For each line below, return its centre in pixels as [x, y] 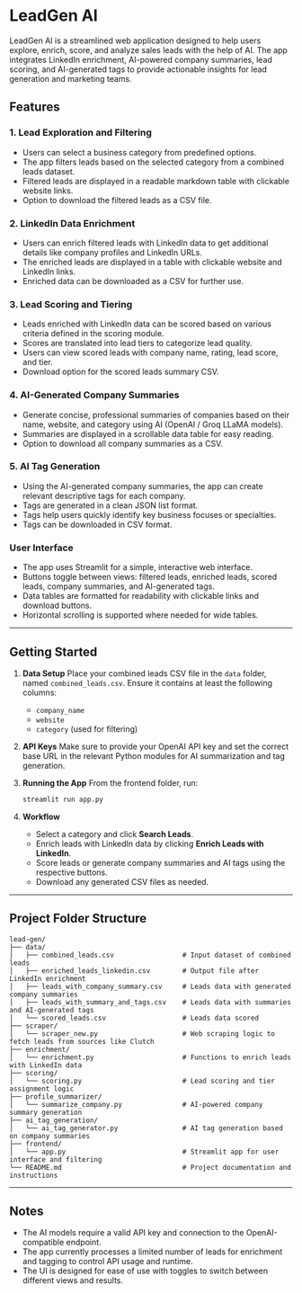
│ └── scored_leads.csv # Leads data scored [134, 1018]
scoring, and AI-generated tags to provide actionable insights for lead [138, 69]
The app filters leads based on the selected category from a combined [153, 162]
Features [35, 107]
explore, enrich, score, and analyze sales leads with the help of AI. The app [148, 49]
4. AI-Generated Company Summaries [94, 395]
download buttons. [57, 606]
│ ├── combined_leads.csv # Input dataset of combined [151, 955]
